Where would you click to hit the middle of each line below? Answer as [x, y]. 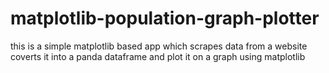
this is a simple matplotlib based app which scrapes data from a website [159, 46]
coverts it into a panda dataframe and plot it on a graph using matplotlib [158, 56]
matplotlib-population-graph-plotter [165, 18]
